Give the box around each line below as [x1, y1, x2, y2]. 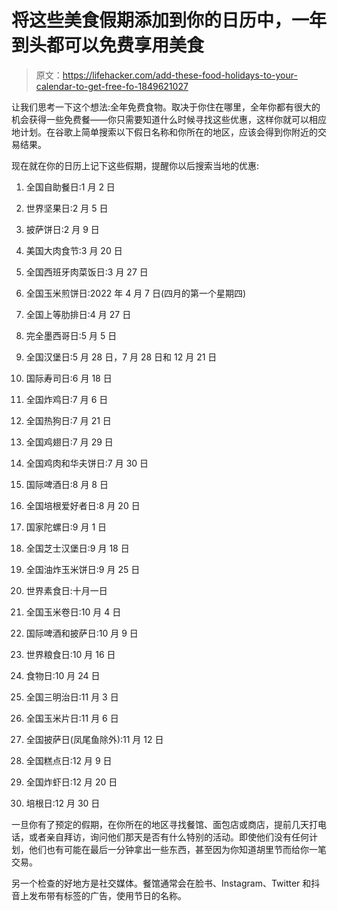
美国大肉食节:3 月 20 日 [25, 244, 123, 256]
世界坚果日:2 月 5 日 [25, 202, 109, 214]
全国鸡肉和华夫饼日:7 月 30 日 [25, 457, 149, 469]
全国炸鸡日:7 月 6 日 [25, 393, 109, 405]
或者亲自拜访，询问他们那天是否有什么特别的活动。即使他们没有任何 [28, 831, 309, 843]
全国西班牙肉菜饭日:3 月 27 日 [25, 266, 149, 278]
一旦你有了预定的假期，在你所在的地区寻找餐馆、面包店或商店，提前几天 [11, 818, 309, 830]
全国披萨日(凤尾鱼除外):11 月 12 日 [25, 733, 164, 745]
